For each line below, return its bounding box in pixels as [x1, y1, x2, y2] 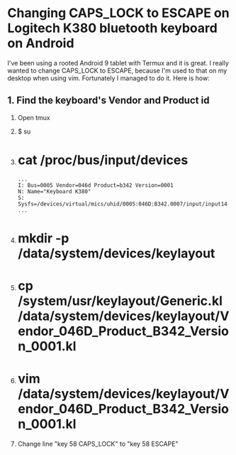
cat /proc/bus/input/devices [17, 151, 189, 168]
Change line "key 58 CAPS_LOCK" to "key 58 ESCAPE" [17, 439, 179, 448]
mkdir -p [17, 230, 69, 246]
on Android [7, 36, 74, 51]
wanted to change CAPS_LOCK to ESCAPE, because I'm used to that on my [7, 66, 227, 75]
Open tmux [17, 113, 51, 122]
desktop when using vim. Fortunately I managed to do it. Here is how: [7, 73, 210, 82]
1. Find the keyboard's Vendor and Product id [7, 95, 210, 107]
